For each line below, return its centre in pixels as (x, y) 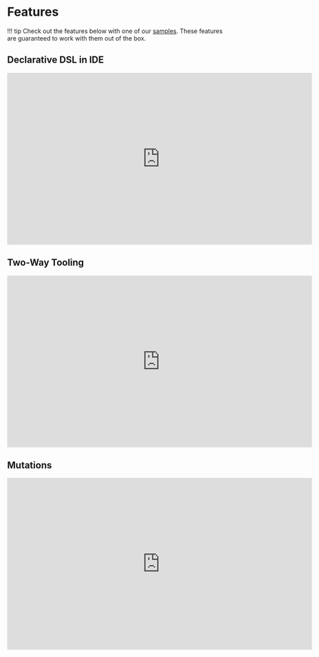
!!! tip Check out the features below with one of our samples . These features (115, 31)
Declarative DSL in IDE (56, 60)
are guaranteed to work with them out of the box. (77, 38)
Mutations (30, 465)
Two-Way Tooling (46, 263)
